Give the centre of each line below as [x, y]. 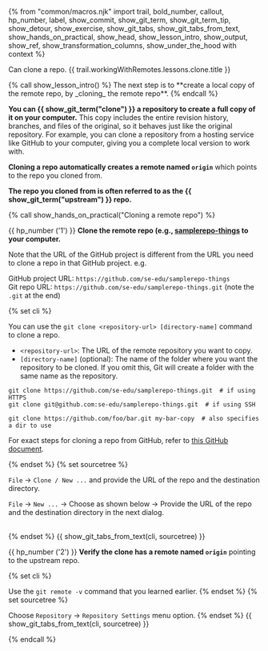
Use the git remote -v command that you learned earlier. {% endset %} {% [133, 591]
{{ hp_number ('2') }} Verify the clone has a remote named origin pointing [132, 552]
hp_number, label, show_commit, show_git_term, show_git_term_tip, [120, 20]
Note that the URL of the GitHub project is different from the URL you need [131, 254]
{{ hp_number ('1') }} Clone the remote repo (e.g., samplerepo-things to [128, 230]
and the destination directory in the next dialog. [86, 512]
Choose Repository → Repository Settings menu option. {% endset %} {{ [130, 615]
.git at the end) [35, 296]
